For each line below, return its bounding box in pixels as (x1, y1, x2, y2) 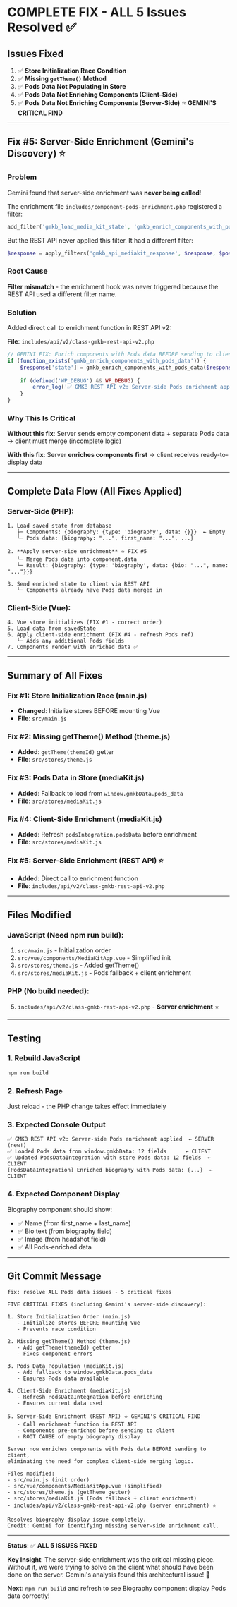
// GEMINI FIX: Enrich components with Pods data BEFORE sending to (7, 351, 213, 358)
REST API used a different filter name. (7, 290, 117, 298)
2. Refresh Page (7, 1086, 63, 1096)
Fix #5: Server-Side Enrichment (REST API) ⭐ (7, 855, 164, 865)
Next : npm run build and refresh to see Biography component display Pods (7, 1584, 226, 1593)
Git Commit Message (7, 1271, 102, 1282)
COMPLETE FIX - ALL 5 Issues (7, 4, 187, 20)
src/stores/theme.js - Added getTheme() (17, 961, 140, 969)
